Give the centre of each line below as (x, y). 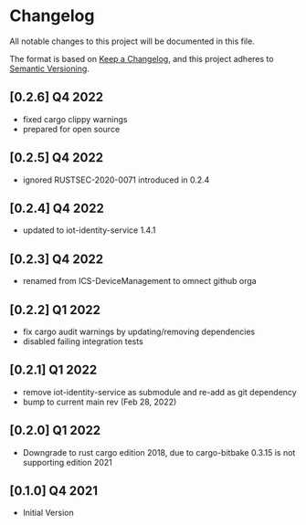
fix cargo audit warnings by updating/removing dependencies (139, 331)
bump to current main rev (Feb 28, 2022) (100, 402)
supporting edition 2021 (67, 462)
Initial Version (48, 513)
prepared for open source (71, 129)
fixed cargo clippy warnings (75, 119)
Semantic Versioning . (49, 68)
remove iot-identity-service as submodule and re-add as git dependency (159, 392)
